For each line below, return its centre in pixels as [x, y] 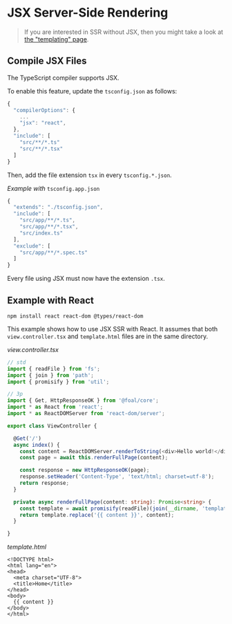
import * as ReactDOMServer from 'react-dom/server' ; [86, 414]
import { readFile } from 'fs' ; [54, 369]
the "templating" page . [56, 39]
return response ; [45, 483]
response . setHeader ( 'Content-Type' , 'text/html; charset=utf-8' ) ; [117, 477]
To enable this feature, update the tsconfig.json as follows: [92, 91]
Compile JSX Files [47, 61]
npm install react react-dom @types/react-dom [75, 316]
